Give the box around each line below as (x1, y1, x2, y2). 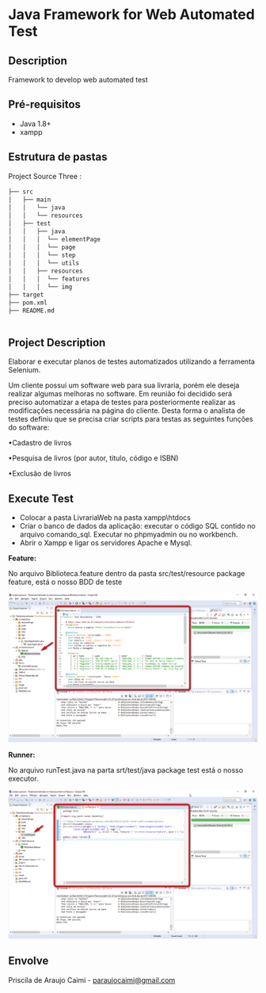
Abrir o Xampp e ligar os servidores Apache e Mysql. (19, 538, 192, 548)
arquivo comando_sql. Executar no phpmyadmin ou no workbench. (19, 529, 238, 540)
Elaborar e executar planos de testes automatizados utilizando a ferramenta (8, 357, 256, 366)
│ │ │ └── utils (8, 259, 80, 267)
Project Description (8, 336, 106, 349)
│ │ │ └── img (8, 283, 73, 291)
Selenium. (8, 365, 41, 375)
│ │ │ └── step (8, 251, 77, 259)
